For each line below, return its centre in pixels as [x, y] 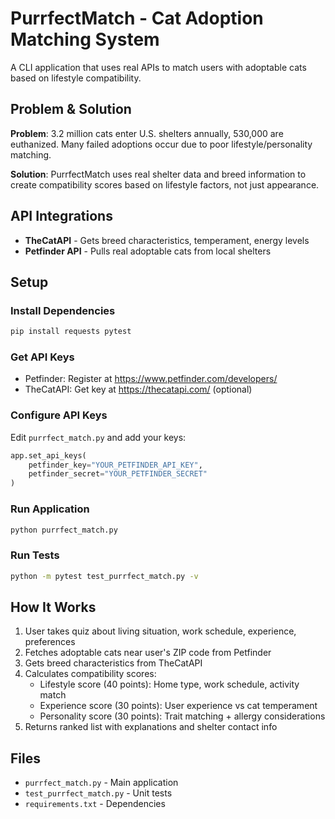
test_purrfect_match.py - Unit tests [98, 793]
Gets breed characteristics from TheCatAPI [113, 663]
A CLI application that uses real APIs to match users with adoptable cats [158, 67]
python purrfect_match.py [64, 530]
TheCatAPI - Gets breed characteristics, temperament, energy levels [167, 240]
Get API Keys [42, 357]
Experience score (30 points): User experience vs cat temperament [178, 706]
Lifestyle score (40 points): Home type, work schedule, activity [169, 684]
